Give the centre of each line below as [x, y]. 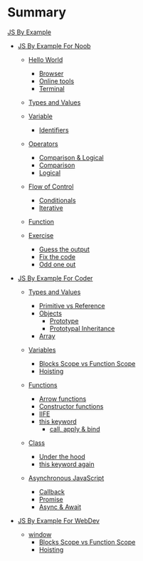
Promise [51, 499]
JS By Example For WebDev [58, 520]
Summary [37, 12]
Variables [42, 350]
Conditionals [57, 200]
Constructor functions [71, 406]
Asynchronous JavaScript [66, 478]
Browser [51, 73]
